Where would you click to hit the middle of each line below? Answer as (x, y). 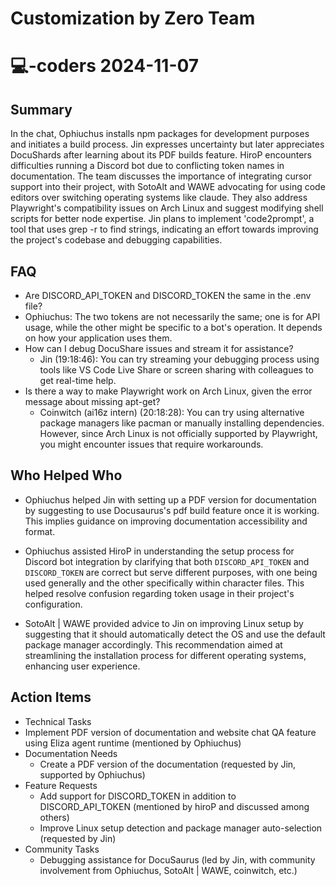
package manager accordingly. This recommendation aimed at (153, 644)
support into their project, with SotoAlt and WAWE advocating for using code (168, 187)
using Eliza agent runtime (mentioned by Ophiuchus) (133, 743)
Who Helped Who (66, 475)
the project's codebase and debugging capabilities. (116, 240)
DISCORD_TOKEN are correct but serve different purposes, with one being (171, 572)
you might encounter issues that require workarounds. (151, 444)
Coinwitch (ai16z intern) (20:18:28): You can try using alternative (172, 412)
